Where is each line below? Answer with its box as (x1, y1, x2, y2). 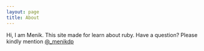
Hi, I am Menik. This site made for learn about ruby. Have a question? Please (6, 31, 198, 38)
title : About (6, 15, 40, 21)
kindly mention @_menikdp (6, 38, 74, 45)
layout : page (6, 8, 40, 15)
